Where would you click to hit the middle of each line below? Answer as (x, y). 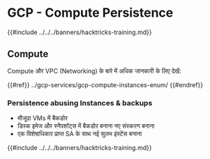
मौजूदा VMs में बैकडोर (43, 118)
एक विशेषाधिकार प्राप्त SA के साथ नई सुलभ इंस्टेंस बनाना (80, 134)
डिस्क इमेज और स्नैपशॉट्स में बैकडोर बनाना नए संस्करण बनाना (86, 126)
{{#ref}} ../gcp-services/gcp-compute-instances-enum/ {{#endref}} (105, 84)
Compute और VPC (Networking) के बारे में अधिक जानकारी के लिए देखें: (94, 70)
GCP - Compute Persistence (90, 13)
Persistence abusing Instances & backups (80, 103)
